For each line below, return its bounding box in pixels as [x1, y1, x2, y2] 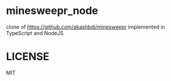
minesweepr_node [6, 4, 98, 17]
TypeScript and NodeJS [6, 29, 64, 36]
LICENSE [6, 50, 50, 64]
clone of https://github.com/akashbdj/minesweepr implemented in [6, 23, 165, 30]
